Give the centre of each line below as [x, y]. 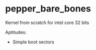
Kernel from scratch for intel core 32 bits [47, 22]
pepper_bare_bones [48, 9]
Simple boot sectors [33, 42]
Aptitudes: [16, 32]
